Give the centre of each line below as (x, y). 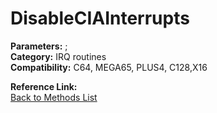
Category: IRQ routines (58, 56)
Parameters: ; (39, 46)
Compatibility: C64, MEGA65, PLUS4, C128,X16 (109, 67)
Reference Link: (44, 86)
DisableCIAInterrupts (100, 18)
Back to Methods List (54, 97)
